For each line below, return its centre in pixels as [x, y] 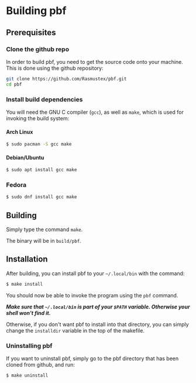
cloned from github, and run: [40, 365]
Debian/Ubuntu [25, 157]
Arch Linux [20, 132]
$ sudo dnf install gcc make [42, 197]
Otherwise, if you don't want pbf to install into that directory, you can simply [97, 324]
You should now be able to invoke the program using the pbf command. [92, 295]
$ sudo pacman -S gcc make [39, 144]
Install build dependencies [44, 99]
